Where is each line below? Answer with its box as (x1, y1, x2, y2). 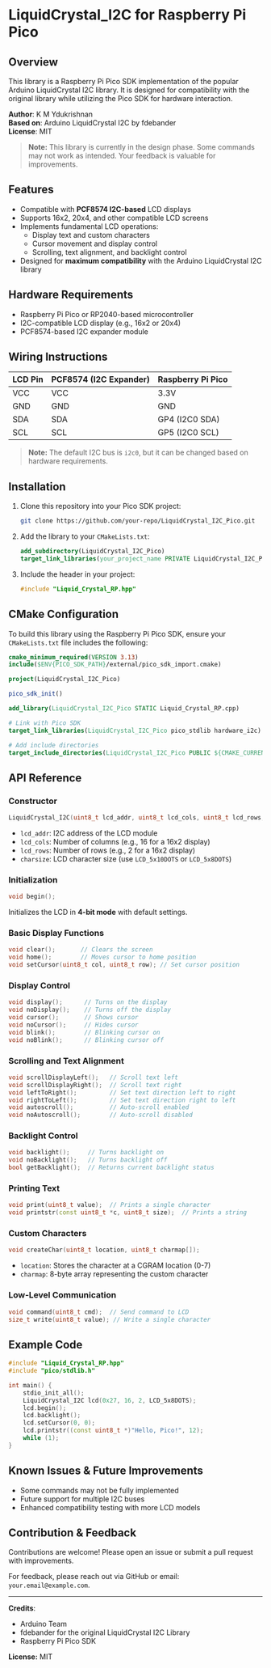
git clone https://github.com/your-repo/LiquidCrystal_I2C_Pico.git (19, 517, 256, 525)
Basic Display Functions (8, 928, 105, 939)
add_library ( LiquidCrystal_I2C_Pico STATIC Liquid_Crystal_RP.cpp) (8, 705, 240, 713)
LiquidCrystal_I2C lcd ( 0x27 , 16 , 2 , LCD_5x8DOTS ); (23, 1396, 197, 1404)
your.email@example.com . (8, 1580, 90, 1590)
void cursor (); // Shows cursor (8, 1014, 139, 1022)
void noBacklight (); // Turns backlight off (8, 1156, 168, 1164)
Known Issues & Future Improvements (8, 1464, 204, 1478)
